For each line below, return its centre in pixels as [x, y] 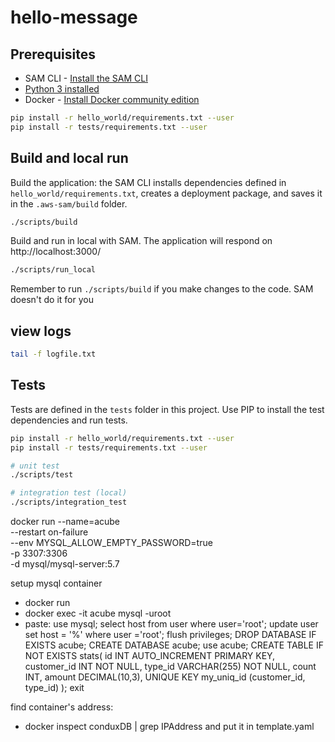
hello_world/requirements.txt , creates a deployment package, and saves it [166, 193]
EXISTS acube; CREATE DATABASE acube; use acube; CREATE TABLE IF [174, 645]
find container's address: [62, 707]
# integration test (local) [69, 493]
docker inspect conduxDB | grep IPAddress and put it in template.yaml [169, 727]
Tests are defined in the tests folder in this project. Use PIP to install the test [167, 409]
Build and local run [69, 158]
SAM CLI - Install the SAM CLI [86, 78]
